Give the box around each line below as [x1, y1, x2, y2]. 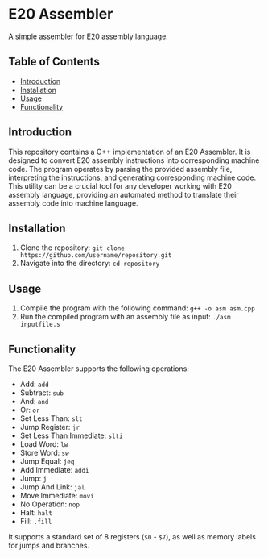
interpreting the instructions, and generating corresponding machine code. [8, 173, 256, 182]
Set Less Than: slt [19, 414, 83, 423]
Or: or [19, 405, 40, 414]
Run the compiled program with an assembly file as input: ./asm [19, 312, 231, 322]
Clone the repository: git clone [19, 243, 125, 252]
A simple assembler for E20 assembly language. [8, 31, 169, 41]
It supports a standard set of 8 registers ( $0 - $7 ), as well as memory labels [8, 532, 256, 541]
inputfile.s [19, 320, 60, 329]
